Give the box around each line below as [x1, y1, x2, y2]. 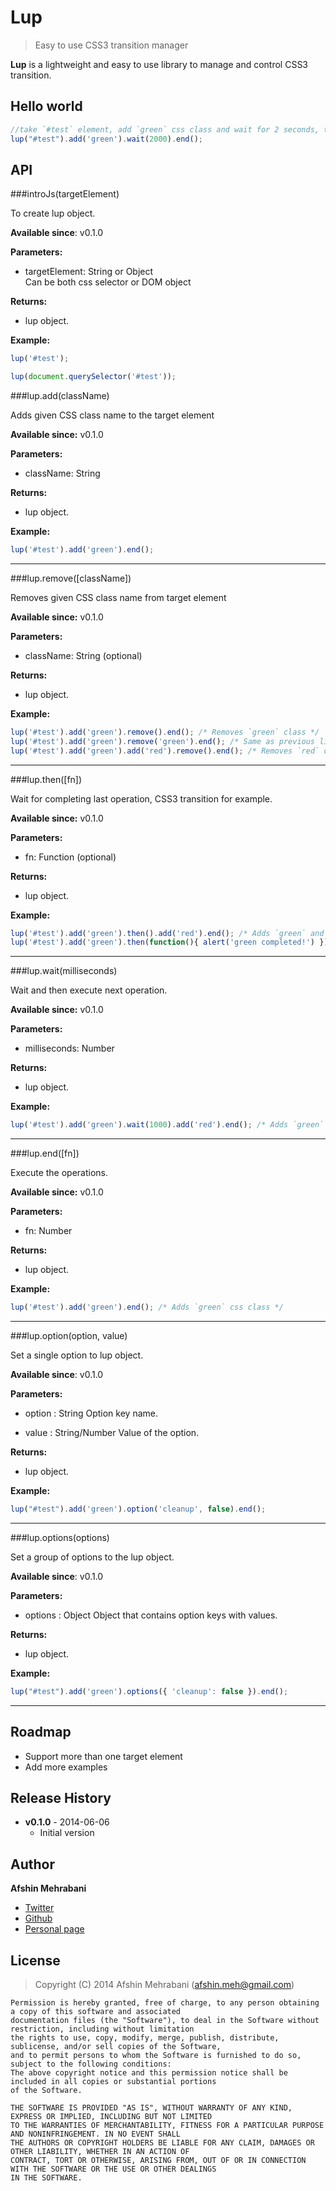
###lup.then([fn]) [10, 773, 83, 785]
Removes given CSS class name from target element [10, 591, 227, 603]
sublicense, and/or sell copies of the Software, [10, 2042, 222, 2052]
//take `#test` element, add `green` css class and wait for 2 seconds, [10, 124, 320, 135]
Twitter [24, 1902, 55, 1914]
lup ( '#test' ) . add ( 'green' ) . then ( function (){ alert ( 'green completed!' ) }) [10, 937, 329, 948]
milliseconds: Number [24, 1042, 115, 1055]
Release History [10, 1790, 112, 1807]
